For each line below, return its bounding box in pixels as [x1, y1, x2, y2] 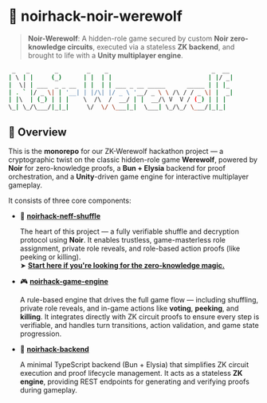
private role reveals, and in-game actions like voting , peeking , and [19, 303, 239, 313]
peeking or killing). [19, 252, 81, 262]
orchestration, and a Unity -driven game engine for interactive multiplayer [8, 172, 249, 181]
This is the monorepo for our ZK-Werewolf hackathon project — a [8, 147, 224, 156]
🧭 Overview [8, 125, 67, 139]
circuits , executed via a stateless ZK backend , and [67, 41, 235, 51]
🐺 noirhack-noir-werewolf [8, 7, 183, 26]
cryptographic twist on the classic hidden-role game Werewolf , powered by [8, 155, 257, 164]
